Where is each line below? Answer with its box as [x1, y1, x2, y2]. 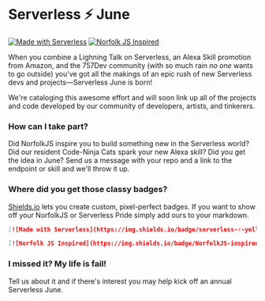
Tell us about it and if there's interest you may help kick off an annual [8, 277, 233, 286]
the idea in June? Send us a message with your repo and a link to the [8, 156, 233, 165]
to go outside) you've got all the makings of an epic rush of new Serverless [8, 69, 252, 78]
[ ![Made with [8, 225, 51, 233]
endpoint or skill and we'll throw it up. [8, 164, 130, 174]
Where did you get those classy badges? [8, 184, 168, 195]
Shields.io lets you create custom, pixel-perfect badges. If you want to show [8, 201, 256, 211]
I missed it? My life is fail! [8, 258, 106, 269]
